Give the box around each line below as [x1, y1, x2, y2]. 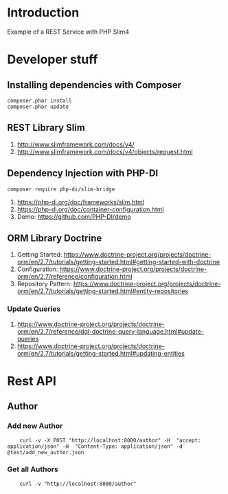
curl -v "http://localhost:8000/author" [19, 480, 137, 487]
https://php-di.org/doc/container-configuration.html [16, 205, 164, 213]
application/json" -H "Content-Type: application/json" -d [7, 442, 183, 450]
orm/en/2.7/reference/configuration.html [16, 272, 133, 281]
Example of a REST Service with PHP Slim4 [7, 28, 129, 36]
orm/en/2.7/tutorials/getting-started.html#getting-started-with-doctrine [16, 258, 220, 266]
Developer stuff [7, 52, 98, 67]
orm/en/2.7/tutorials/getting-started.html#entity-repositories [16, 287, 189, 295]
